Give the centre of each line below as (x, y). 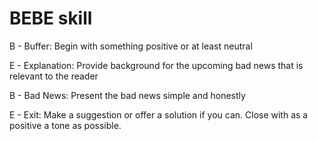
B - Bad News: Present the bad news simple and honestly (127, 95)
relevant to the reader (54, 76)
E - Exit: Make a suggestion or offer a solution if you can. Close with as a (159, 114)
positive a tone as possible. (65, 125)
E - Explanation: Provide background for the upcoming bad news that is (156, 65)
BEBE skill (51, 18)
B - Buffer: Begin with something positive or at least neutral (131, 46)
